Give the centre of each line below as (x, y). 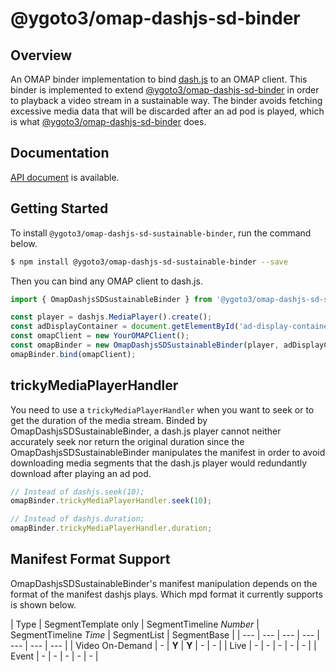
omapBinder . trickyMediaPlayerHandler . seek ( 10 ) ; (111, 501)
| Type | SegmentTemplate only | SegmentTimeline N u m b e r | (135, 624)
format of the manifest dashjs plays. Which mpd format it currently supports (166, 594)
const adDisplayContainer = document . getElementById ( (125, 327)
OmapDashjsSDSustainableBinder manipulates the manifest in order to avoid (168, 452)
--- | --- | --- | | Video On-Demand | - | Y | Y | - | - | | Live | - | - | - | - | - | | (163, 645)
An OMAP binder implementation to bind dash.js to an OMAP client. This (159, 79)
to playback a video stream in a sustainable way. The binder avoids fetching (166, 100)
